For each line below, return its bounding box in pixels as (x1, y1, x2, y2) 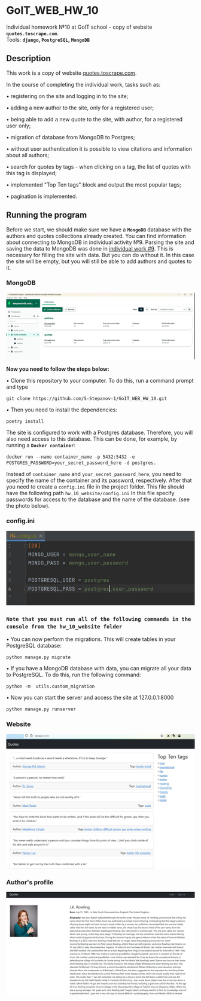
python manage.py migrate (6, 654, 71, 661)
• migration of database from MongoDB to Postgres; (6, 133, 135, 141)
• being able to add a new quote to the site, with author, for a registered (6, 115, 183, 123)
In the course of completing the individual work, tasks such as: (6, 81, 161, 88)
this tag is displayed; (6, 169, 57, 176)
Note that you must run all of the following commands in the (6, 615, 191, 622)
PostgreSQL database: (6, 642, 62, 649)
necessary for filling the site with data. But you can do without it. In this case (6, 251, 194, 258)
